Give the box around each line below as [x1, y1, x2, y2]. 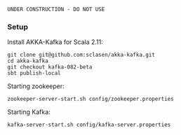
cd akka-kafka [7, 57, 49, 65]
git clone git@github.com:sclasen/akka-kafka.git [7, 52, 156, 59]
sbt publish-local [7, 70, 61, 77]
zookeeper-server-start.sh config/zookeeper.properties [7, 96, 174, 103]
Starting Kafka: [7, 108, 51, 116]
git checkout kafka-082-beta [7, 64, 93, 71]
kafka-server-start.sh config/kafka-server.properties [7, 122, 171, 129]
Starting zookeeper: [7, 82, 65, 90]
